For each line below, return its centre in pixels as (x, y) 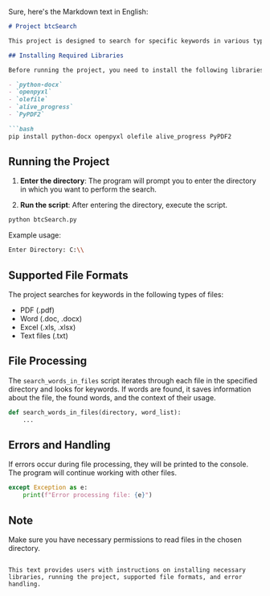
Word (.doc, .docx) (51, 319)
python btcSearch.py (43, 220)
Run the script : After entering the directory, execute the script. (123, 205)
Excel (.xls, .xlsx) (48, 327)
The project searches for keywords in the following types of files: (116, 294)
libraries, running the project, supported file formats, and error (125, 577)
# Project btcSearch (43, 27)
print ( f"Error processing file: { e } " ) (88, 495)
